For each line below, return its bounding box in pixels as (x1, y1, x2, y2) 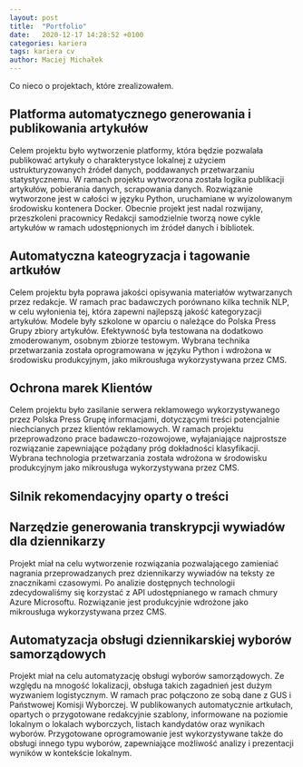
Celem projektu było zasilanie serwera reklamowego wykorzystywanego (9, 405, 280, 416)
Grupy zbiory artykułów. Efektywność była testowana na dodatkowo (9, 325, 264, 336)
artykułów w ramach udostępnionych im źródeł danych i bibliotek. (9, 221, 256, 232)
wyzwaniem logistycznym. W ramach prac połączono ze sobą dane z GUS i (9, 690, 292, 701)
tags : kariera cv (9, 47, 75, 56)
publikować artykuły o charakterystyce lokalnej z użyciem (9, 154, 227, 165)
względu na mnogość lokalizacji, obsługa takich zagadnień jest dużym (9, 680, 272, 691)
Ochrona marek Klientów (9, 380, 152, 396)
